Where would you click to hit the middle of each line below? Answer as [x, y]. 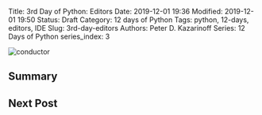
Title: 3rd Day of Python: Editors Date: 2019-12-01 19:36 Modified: [116, 11]
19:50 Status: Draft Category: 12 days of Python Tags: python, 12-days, [133, 20]
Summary [33, 77]
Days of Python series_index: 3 [59, 36]
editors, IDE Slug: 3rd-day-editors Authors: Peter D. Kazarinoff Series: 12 [127, 28]
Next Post [33, 103]
